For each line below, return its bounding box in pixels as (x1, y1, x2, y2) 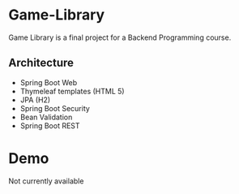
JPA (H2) (19, 95, 51, 105)
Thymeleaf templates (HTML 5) (19, 86, 125, 96)
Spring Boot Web (19, 77, 78, 87)
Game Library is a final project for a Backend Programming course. (8, 32, 232, 42)
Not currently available (8, 176, 84, 186)
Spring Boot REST (19, 120, 80, 131)
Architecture (8, 56, 75, 70)
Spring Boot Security (19, 103, 91, 113)
